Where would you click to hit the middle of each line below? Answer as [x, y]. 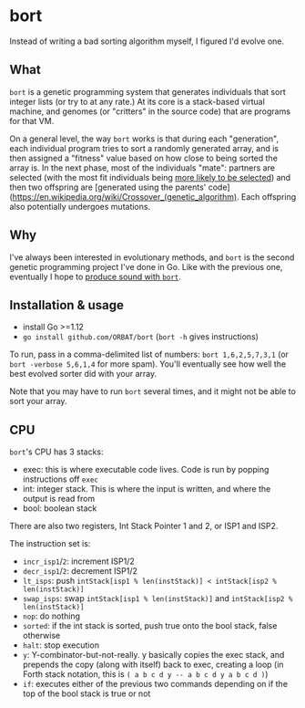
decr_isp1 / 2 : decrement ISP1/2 [80, 571]
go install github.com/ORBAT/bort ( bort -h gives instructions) [141, 337]
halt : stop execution [61, 645]
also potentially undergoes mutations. [80, 206]
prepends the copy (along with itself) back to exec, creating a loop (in [153, 665]
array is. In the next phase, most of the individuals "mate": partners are [142, 167]
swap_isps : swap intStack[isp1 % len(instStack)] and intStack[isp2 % [158, 599]
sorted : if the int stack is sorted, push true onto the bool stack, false [150, 626]
